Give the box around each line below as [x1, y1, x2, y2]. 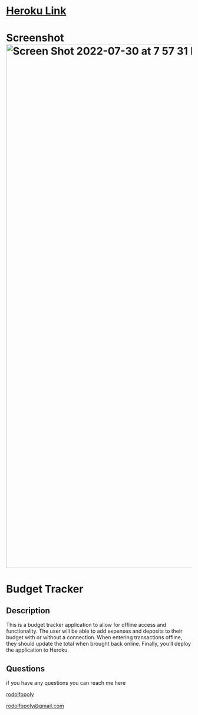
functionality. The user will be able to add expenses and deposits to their [6, 627, 183, 635]
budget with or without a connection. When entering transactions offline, [6, 634, 183, 641]
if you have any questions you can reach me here [6, 679, 126, 687]
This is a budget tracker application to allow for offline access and [6, 621, 167, 629]
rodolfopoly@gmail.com [6, 703, 64, 710]
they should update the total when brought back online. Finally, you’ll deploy [6, 640, 192, 648]
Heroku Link [6, 4, 67, 18]
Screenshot [6, 31, 64, 45]
